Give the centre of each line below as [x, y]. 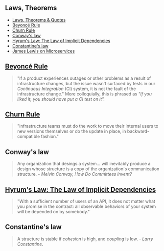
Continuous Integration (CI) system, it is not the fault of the [76, 89]
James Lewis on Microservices [43, 51]
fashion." [50, 137]
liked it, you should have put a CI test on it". [61, 99]
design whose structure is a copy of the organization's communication [88, 169]
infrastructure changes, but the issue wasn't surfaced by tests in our [86, 83]
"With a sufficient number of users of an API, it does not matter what [86, 201]
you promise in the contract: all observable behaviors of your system [86, 206]
